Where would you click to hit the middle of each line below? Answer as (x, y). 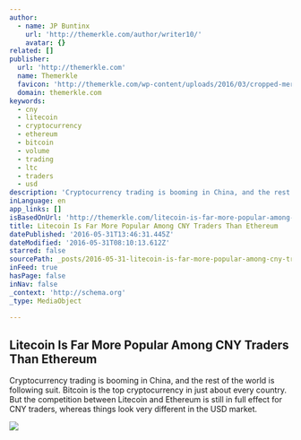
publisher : (30, 59)
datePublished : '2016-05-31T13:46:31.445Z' (92, 234)
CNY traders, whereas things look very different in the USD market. (133, 410)
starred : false (38, 251)
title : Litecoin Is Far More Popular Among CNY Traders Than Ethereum (144, 226)
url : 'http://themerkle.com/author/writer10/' (114, 34)
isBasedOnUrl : (36, 217)
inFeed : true (34, 268)
